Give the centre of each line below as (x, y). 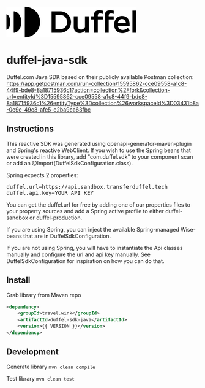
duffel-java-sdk (47, 60)
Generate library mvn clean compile (51, 367)
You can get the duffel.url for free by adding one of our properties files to (99, 204)
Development (33, 352)
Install (18, 280)
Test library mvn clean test (41, 378)
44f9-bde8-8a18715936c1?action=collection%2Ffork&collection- (88, 90)
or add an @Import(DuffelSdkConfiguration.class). (70, 163)
